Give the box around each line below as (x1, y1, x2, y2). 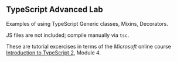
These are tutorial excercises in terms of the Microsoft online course (6, 43, 171, 50)
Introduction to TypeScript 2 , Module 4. (6, 49, 101, 56)
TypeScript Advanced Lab (6, 5, 104, 15)
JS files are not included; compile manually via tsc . (6, 32, 130, 39)
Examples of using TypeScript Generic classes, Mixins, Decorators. (6, 20, 168, 27)
